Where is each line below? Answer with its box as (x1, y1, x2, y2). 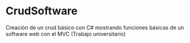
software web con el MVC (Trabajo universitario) (5, 30, 126, 37)
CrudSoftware (5, 4, 78, 18)
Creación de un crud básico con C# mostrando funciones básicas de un (5, 24, 185, 31)
